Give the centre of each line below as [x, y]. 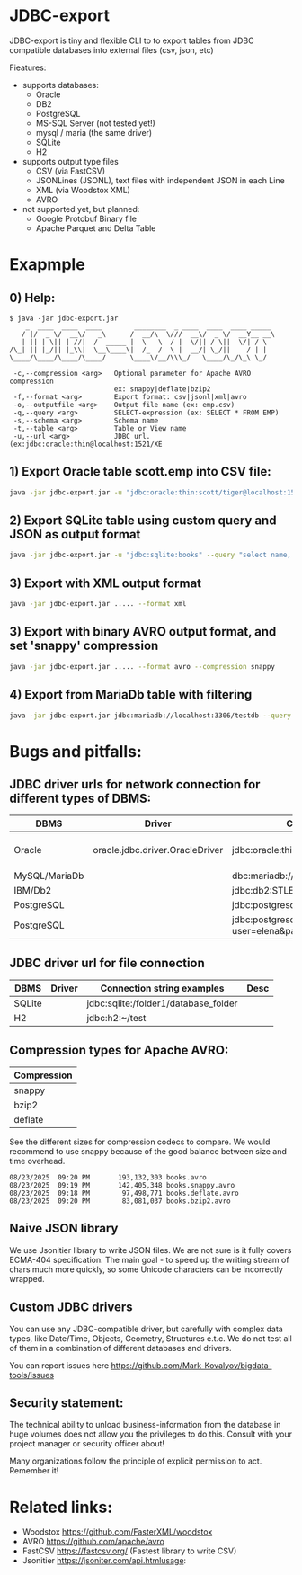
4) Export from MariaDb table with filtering [131, 694]
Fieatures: [28, 67]
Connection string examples [162, 988]
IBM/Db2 [33, 891]
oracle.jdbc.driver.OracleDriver [158, 850]
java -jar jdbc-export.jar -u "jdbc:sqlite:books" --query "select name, [151, 555]
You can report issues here [59, 1365]
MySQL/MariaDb [49, 876]
